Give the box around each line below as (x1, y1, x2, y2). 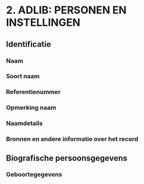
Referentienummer (6, 88, 61, 96)
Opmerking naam (6, 103, 57, 112)
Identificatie (6, 39, 51, 49)
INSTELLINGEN (6, 16, 80, 29)
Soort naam (6, 72, 40, 81)
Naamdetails (6, 119, 43, 127)
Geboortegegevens (6, 171, 62, 179)
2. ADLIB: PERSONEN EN (6, 4, 127, 17)
